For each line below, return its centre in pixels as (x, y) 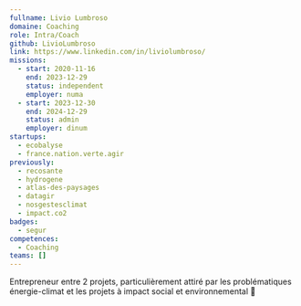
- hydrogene (41, 179)
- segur (32, 230)
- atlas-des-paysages (59, 188)
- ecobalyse (41, 145)
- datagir (36, 196)
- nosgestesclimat (53, 205)
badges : (24, 222)
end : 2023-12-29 (57, 78)
